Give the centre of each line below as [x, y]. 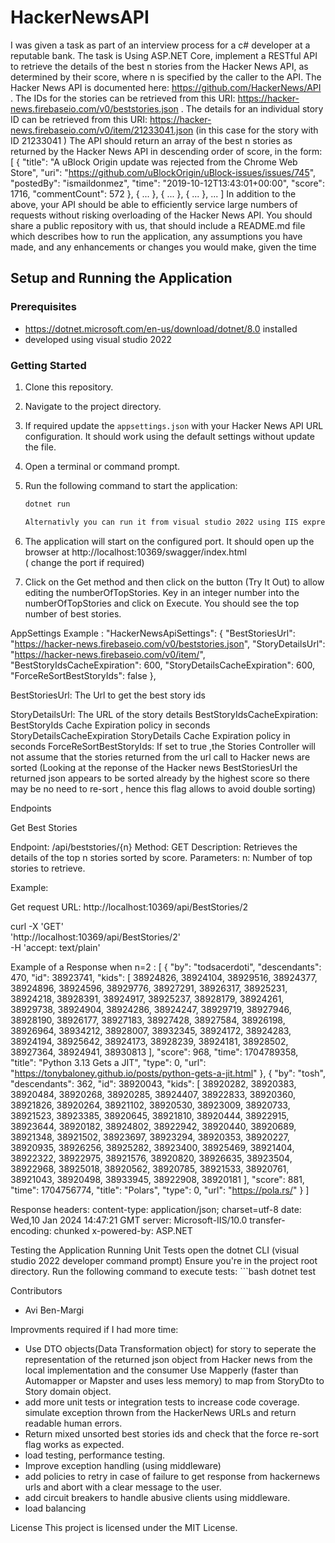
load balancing [55, 1508]
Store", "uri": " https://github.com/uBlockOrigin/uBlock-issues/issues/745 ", [163, 172]
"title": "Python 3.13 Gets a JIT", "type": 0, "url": [108, 1062]
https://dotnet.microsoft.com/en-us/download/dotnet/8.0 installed [161, 328]
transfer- [267, 1220]
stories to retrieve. [48, 868]
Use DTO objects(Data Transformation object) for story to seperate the [170, 1348]
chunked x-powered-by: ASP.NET [123, 1230]
